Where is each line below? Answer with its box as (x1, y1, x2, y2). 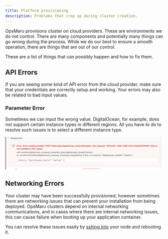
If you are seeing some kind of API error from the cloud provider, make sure (5, 81, 161, 87)
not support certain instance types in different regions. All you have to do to (5, 121, 161, 128)
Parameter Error (5, 104, 45, 111)
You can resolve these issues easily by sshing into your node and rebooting (5, 223, 161, 229)
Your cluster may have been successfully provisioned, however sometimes (5, 192, 159, 198)
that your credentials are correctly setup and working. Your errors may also (5, 87, 160, 93)
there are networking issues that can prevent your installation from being (5, 198, 155, 204)
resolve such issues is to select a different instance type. (5, 127, 123, 133)
